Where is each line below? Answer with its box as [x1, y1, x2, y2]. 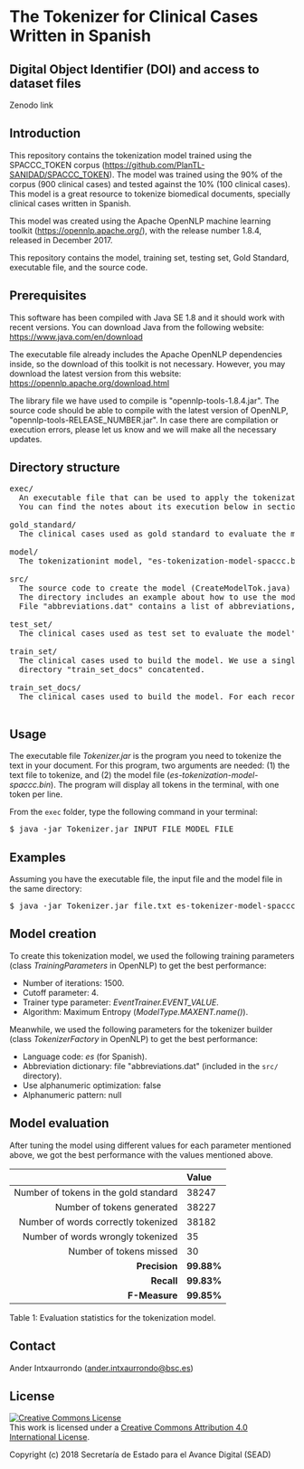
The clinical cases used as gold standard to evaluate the [18, 529, 287, 539]
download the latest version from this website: [9, 368, 182, 379]
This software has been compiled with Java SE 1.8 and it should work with [9, 312, 285, 323]
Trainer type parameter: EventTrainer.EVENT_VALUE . [22, 997, 219, 1008]
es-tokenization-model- [169, 770, 259, 781]
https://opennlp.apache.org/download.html [9, 377, 170, 388]
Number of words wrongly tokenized [22, 1230, 178, 1243]
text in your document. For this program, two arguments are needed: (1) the [9, 760, 290, 771]
